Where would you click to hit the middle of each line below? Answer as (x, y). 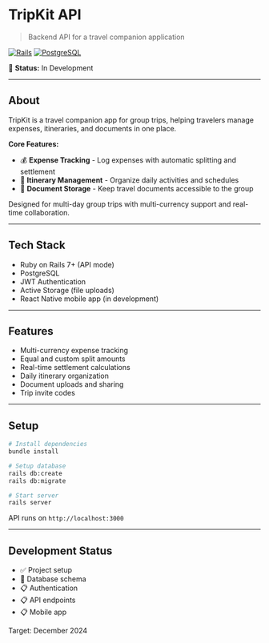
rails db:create (35, 473)
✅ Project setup (46, 570)
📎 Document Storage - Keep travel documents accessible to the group (137, 188)
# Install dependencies (48, 444)
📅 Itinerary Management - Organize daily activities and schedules (129, 180)
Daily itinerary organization (64, 376)
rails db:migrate (37, 481)
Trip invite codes (48, 393)
